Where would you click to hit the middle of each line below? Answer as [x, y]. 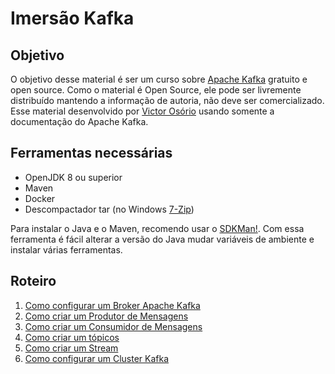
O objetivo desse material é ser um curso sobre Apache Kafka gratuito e [159, 79]
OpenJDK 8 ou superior [73, 177]
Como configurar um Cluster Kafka [97, 358]
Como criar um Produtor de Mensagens [106, 316]
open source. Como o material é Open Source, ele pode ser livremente [156, 90]
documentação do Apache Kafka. [79, 121]
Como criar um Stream [71, 348]
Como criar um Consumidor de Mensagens [113, 326]
